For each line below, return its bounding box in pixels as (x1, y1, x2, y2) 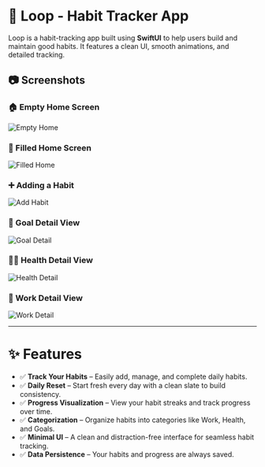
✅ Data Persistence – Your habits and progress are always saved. (19, 450, 234, 459)
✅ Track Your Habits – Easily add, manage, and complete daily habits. (19, 372, 248, 381)
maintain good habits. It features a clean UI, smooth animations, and (8, 41, 230, 50)
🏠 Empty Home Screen (8, 102, 100, 113)
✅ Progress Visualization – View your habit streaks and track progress (19, 398, 251, 408)
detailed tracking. (8, 50, 65, 59)
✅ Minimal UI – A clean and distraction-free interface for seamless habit (19, 432, 255, 442)
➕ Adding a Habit (8, 180, 75, 191)
